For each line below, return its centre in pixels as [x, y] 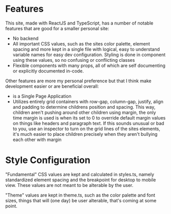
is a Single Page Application [42, 96]
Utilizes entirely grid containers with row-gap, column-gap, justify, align [88, 101]
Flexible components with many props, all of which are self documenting [89, 65]
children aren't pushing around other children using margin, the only [84, 112]
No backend [26, 38]
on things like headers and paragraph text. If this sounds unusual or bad [88, 123]
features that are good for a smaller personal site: [57, 28]
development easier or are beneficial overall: [52, 86]
